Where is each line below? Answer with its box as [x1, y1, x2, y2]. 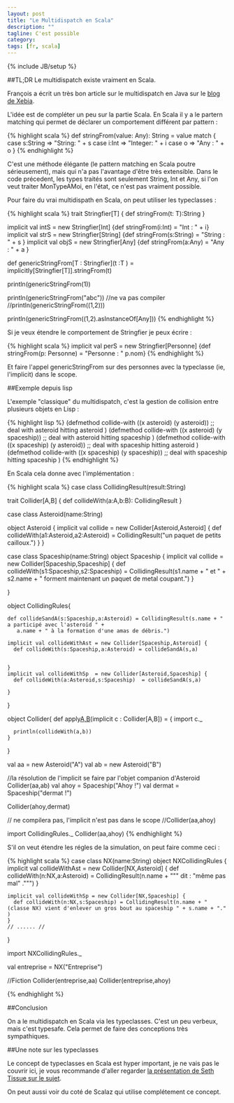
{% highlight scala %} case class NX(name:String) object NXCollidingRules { [7, 857, 227, 865]
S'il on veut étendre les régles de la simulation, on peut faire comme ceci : [7, 843, 220, 851]
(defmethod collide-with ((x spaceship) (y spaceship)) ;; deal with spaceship [7, 448, 228, 456]
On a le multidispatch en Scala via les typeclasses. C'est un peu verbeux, [7, 1017, 219, 1025]
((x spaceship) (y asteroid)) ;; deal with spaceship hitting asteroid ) [7, 441, 199, 449]
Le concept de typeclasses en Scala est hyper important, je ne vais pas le [7, 1060, 220, 1067]
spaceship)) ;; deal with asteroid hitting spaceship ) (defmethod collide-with [7, 433, 226, 442]
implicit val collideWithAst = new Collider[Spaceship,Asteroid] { [7, 640, 208, 647]
